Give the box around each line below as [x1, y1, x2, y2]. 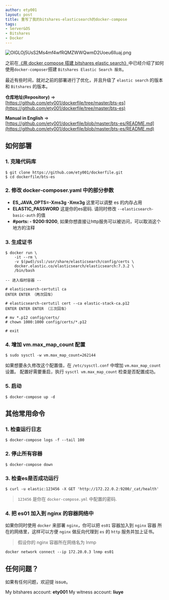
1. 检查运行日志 [5, 426, 42, 433]
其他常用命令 [5, 409, 45, 418]
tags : [5, 21, 17, 27]
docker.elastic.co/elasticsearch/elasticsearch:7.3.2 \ [14, 264, 135, 269]
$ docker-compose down [5, 462, 53, 467]
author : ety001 [5, 7, 37, 13]
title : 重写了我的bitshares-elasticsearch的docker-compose [5, 17, 128, 22]
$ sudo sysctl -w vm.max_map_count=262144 [5, 353, 96, 358]
